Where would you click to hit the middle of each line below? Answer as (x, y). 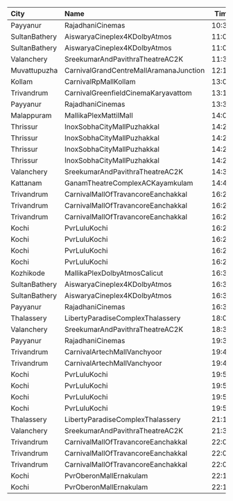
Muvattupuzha (34, 70)
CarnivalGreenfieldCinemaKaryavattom (128, 93)
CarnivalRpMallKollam (101, 81)
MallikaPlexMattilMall (99, 115)
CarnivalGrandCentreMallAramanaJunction (135, 70)
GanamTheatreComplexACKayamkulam (129, 183)
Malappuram (31, 115)
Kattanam (26, 183)
